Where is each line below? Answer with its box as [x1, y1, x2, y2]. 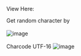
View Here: [6, 5, 35, 12]
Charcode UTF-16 [6, 43, 52, 50]
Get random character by [6, 17, 70, 24]
